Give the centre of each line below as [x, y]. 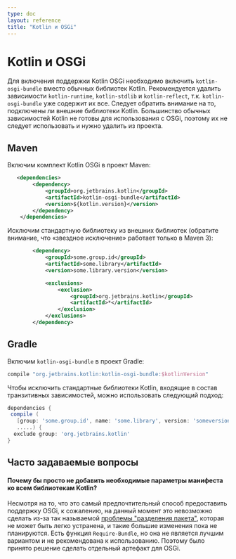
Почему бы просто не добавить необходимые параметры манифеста [115, 480]
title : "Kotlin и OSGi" [42, 27]
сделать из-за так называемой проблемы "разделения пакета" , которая [116, 518]
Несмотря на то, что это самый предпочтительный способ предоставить [117, 503]
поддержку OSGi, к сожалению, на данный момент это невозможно [110, 511]
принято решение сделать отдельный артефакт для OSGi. [94, 548]
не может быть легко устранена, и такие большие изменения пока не [112, 526]
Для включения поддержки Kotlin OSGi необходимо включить [101, 81]
